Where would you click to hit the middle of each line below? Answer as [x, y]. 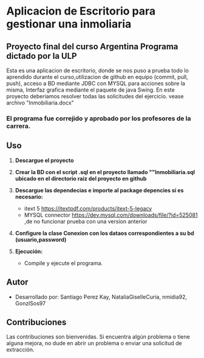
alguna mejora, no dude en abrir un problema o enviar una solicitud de [94, 343]
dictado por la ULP [42, 56]
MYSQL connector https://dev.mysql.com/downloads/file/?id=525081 [111, 215]
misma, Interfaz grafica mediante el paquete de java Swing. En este [90, 90]
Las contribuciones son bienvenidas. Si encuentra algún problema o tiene [98, 337]
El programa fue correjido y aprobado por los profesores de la [99, 118]
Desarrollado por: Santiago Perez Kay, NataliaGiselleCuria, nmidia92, [101, 297]
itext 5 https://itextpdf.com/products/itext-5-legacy [88, 208]
